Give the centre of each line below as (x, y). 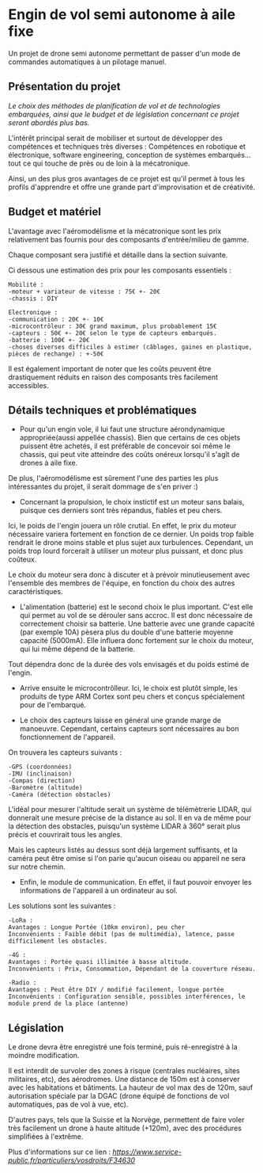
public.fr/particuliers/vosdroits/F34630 (72, 1160)
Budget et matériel (54, 212)
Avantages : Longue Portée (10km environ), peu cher (97, 927)
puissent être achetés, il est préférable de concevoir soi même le (125, 446)
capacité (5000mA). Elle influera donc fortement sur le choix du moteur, (137, 641)
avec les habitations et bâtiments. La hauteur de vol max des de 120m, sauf (131, 1087)
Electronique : (33, 312)
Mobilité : (26, 284)
